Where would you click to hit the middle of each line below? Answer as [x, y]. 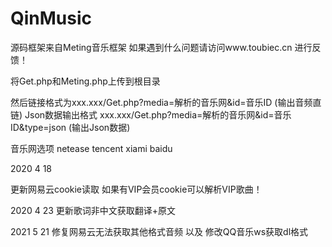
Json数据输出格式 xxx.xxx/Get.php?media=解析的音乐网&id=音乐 [158, 114]
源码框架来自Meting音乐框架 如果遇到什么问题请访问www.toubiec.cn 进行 [161, 47]
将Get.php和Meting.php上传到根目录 [85, 81]
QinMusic [51, 18]
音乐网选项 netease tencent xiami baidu [91, 148]
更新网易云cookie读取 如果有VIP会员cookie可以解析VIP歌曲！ [136, 189]
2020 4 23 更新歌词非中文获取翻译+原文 [93, 210]
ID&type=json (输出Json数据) [70, 127]
